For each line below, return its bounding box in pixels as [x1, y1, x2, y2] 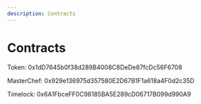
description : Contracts [7, 10, 76, 17]
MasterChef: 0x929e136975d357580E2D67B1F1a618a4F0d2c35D [7, 76, 195, 85]
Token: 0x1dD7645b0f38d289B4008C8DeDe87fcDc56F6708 [7, 63, 182, 71]
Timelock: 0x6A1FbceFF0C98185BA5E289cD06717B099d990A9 [7, 89, 191, 98]
